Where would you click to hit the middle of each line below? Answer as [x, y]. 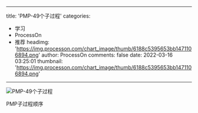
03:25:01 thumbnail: [39, 61]
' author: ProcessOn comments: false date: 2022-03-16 [105, 55]
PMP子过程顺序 [25, 104]
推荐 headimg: [32, 42]
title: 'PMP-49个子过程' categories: [48, 16]
